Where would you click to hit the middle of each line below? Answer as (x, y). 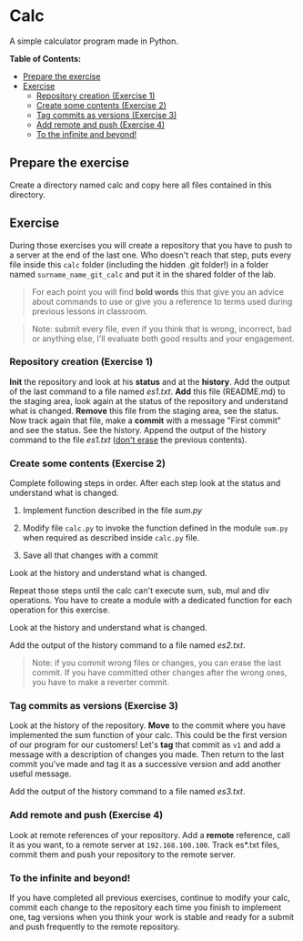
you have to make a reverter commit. (101, 683)
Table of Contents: (45, 58)
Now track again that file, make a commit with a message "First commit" (146, 420)
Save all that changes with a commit (90, 555)
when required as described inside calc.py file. (111, 538)
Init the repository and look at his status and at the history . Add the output (150, 381)
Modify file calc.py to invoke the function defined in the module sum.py (155, 528)
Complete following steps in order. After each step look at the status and (145, 483)
